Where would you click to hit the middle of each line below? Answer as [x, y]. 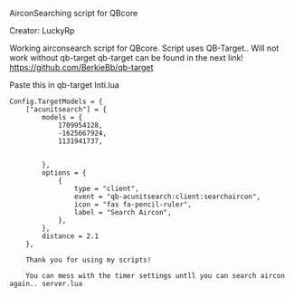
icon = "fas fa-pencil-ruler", [133, 205]
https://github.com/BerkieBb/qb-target [81, 67]
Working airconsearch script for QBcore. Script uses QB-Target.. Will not [144, 48]
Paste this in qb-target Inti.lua [64, 85]
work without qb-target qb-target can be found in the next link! [127, 57]
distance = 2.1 [71, 236]
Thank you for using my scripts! [89, 260]
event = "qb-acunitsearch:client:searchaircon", [167, 196]
